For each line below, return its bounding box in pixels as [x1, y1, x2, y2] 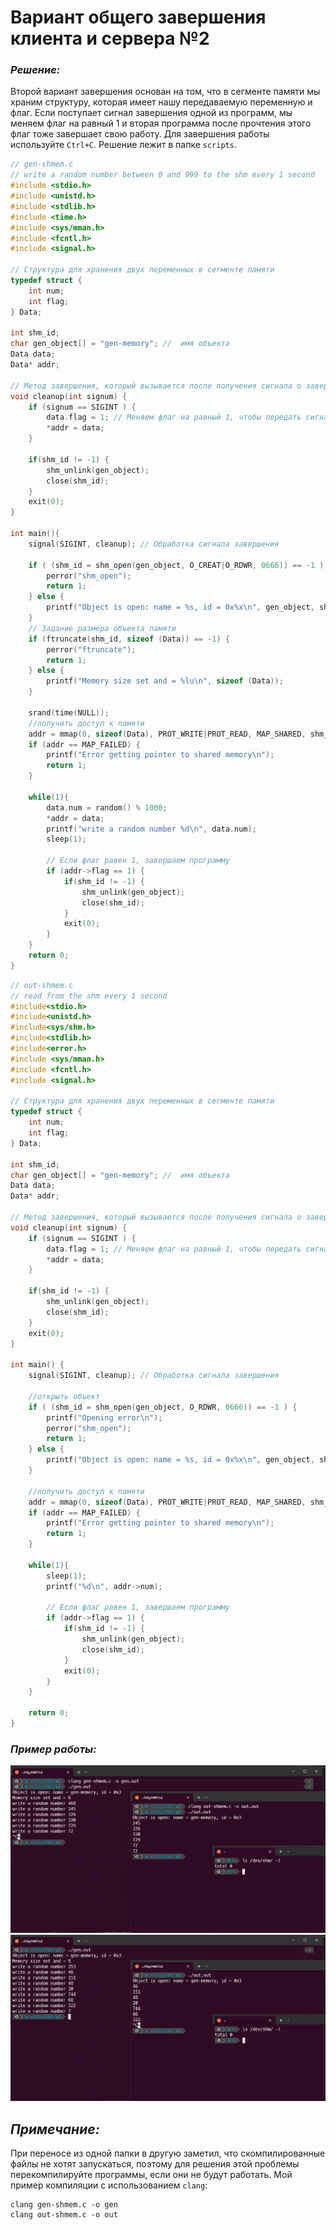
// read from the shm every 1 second [10, 991, 168, 1001]
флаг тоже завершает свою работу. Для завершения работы [10, 128, 270, 140]
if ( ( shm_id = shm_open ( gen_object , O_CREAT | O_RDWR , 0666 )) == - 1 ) [28, 560, 325, 570]
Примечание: [10, 2121, 100, 2138]
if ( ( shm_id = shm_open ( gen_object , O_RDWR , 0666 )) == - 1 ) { [28, 1402, 298, 1412]
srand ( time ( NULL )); [28, 707, 110, 718]
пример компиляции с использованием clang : [10, 2179, 208, 2191]
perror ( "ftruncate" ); [46, 644, 137, 655]
